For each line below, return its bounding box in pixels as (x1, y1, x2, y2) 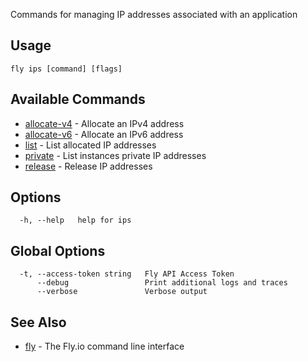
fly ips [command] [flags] (10, 64, 123, 74)
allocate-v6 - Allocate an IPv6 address (24, 128, 184, 140)
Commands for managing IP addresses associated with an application (10, 9, 298, 20)
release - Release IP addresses (24, 160, 153, 172)
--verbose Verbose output (36, 287, 208, 297)
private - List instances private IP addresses (24, 149, 207, 161)
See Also (10, 314, 67, 331)
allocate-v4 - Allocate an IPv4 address (24, 117, 185, 129)
